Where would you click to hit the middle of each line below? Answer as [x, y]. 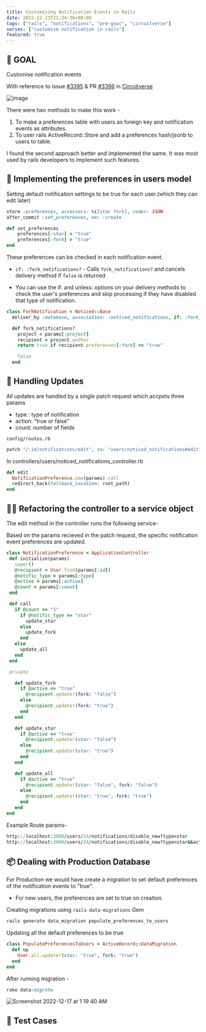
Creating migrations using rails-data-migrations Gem [75, 910]
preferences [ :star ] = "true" [55, 234]
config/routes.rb [29, 439]
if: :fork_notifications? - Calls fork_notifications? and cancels [100, 269]
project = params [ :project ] [53, 334]
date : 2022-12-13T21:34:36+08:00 [49, 18]
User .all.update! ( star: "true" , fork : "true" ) [78, 955]
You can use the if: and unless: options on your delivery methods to [100, 287]
